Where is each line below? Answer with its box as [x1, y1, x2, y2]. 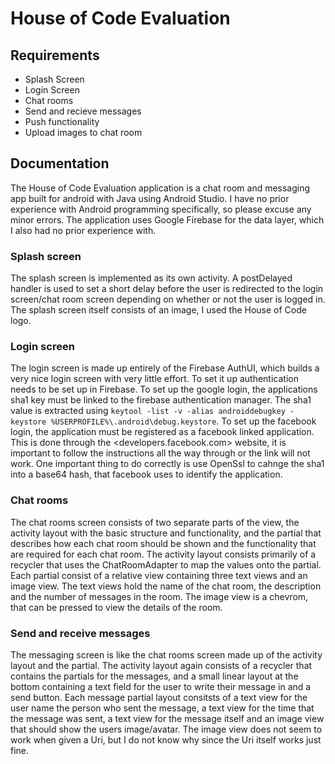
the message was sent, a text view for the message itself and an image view [10, 713, 325, 724]
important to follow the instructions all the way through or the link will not [10, 447, 311, 459]
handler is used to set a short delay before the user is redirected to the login [10, 283, 324, 295]
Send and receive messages [10, 626, 151, 640]
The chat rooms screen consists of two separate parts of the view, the [10, 516, 300, 528]
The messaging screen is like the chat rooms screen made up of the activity [10, 649, 323, 661]
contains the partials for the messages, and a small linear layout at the [10, 670, 299, 682]
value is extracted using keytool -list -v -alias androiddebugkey [10, 405, 286, 417]
